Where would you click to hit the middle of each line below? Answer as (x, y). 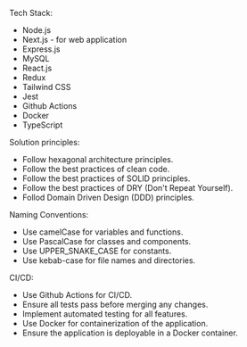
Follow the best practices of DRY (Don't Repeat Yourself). (128, 188)
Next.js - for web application (74, 40)
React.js (37, 68)
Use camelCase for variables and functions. (103, 232)
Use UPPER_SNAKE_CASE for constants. (97, 251)
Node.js (37, 30)
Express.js (41, 49)
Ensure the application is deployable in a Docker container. (130, 333)
